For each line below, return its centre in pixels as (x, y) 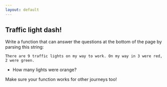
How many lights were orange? (44, 70)
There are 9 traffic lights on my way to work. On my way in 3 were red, (84, 56)
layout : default (22, 10)
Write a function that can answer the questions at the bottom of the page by (83, 42)
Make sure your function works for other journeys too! (61, 80)
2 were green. (20, 61)
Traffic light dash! (34, 30)
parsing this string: (25, 47)
